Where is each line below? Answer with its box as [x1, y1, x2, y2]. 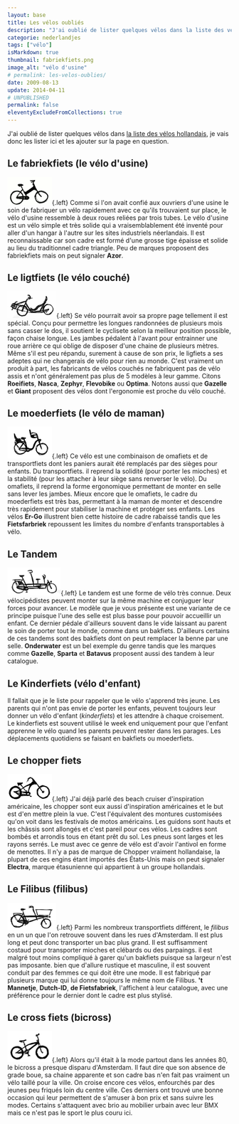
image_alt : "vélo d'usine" [7, 64, 87, 71]
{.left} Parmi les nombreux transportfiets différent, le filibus [56, 923, 229, 931]
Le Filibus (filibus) [7, 883, 89, 896]
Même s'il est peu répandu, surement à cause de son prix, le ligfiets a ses [7, 349, 223, 357]
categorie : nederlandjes [7, 34, 81, 41]
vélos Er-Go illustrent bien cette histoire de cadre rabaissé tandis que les [7, 512, 221, 521]
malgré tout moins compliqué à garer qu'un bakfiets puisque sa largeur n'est [7, 953, 232, 962]
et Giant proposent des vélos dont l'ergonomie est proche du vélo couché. [7, 386, 226, 395]
